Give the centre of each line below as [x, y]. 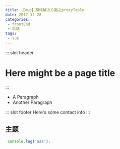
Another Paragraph [32, 102]
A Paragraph [25, 97]
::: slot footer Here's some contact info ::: [48, 112]
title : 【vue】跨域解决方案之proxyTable [45, 10]
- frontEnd [19, 24]
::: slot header [20, 52]
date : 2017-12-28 [23, 15]
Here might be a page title [60, 73]
